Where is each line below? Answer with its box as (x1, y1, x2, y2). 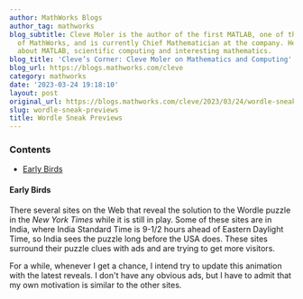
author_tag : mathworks (9, 22, 95, 31)
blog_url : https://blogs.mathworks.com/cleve (9, 64, 183, 73)
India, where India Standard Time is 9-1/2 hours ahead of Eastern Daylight (9, 223, 284, 234)
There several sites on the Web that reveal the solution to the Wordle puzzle (9, 204, 291, 215)
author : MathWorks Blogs (9, 13, 103, 23)
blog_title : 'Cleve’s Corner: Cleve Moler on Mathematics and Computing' (9, 55, 293, 64)
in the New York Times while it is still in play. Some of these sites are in (9, 213, 272, 225)
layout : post (9, 88, 59, 97)
